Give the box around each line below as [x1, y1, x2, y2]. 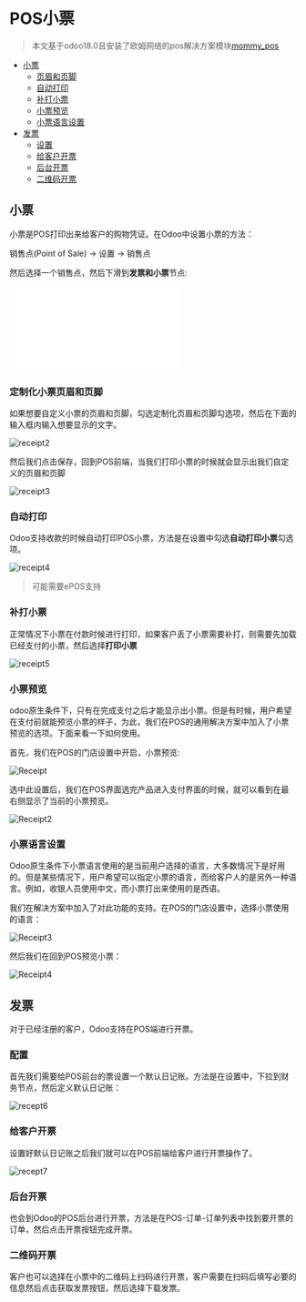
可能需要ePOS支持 [31, 581, 102, 592]
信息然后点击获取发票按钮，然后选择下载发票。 [9, 1283, 185, 1294]
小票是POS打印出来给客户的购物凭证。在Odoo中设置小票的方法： [9, 229, 254, 239]
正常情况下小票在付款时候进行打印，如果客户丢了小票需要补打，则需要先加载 [9, 628, 297, 639]
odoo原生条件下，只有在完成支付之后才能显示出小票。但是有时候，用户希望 [9, 705, 292, 716]
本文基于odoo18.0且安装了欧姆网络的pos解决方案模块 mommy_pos [31, 40, 280, 51]
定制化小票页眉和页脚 [9, 385, 103, 398]
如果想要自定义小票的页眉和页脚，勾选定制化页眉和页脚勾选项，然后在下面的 [9, 408, 297, 419]
